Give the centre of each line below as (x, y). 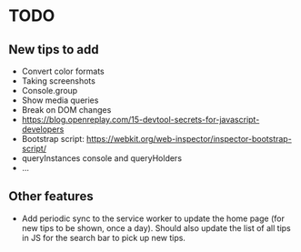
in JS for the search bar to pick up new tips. (103, 237)
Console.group (50, 91)
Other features (51, 197)
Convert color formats (63, 71)
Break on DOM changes (66, 110)
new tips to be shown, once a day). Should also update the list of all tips (156, 227)
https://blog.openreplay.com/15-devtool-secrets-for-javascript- (140, 120)
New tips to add (54, 50)
